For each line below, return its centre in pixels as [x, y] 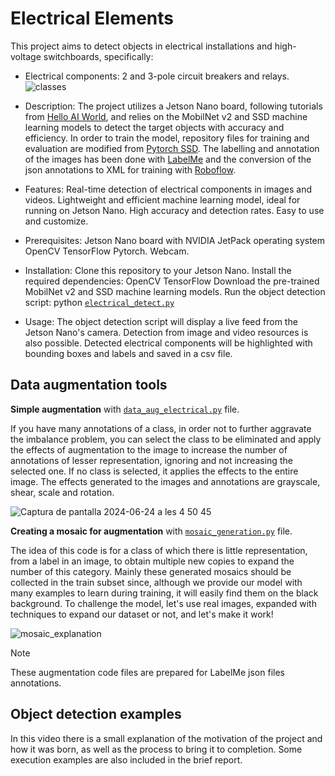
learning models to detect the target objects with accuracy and [154, 127]
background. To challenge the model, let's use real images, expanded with [163, 603]
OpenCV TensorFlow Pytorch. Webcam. [107, 251]
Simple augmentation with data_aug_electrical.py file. [125, 409]
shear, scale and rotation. [62, 492]
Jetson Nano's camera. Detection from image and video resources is [166, 332]
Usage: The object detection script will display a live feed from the [161, 321]
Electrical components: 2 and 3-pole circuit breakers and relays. [157, 76]
